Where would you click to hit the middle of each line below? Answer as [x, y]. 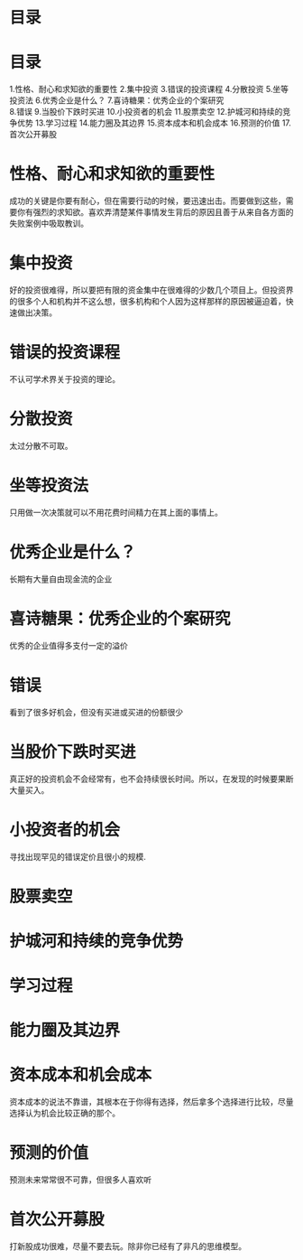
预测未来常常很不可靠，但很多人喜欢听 [80, 1180]
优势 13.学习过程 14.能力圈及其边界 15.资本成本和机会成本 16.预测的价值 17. [154, 123]
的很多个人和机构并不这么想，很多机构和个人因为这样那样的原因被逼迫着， [147, 301]
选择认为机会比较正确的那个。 [64, 1113]
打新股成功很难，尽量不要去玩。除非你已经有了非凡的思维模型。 [128, 1246]
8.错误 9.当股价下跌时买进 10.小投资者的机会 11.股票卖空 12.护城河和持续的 [146, 112]
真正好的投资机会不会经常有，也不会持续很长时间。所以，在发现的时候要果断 [151, 779]
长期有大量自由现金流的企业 [61, 579]
